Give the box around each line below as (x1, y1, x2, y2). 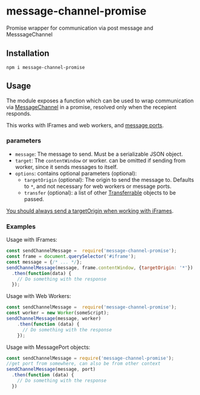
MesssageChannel (6, 30, 53, 38)
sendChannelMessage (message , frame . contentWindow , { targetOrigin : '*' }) (6, 265, 193, 271)
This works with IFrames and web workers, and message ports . (6, 121, 164, 128)
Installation (6, 48, 50, 59)
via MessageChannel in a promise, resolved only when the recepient (6, 103, 177, 110)
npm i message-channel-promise (6, 64, 85, 70)
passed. (24, 195, 44, 202)
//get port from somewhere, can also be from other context (6, 360, 161, 367)
